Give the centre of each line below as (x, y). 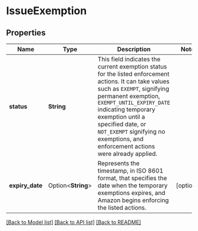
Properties (26, 33)
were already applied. (128, 154)
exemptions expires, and (131, 193)
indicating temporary (126, 109)
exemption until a (121, 117)
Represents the (118, 163)
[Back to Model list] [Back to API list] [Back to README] (74, 222)
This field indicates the (129, 59)
